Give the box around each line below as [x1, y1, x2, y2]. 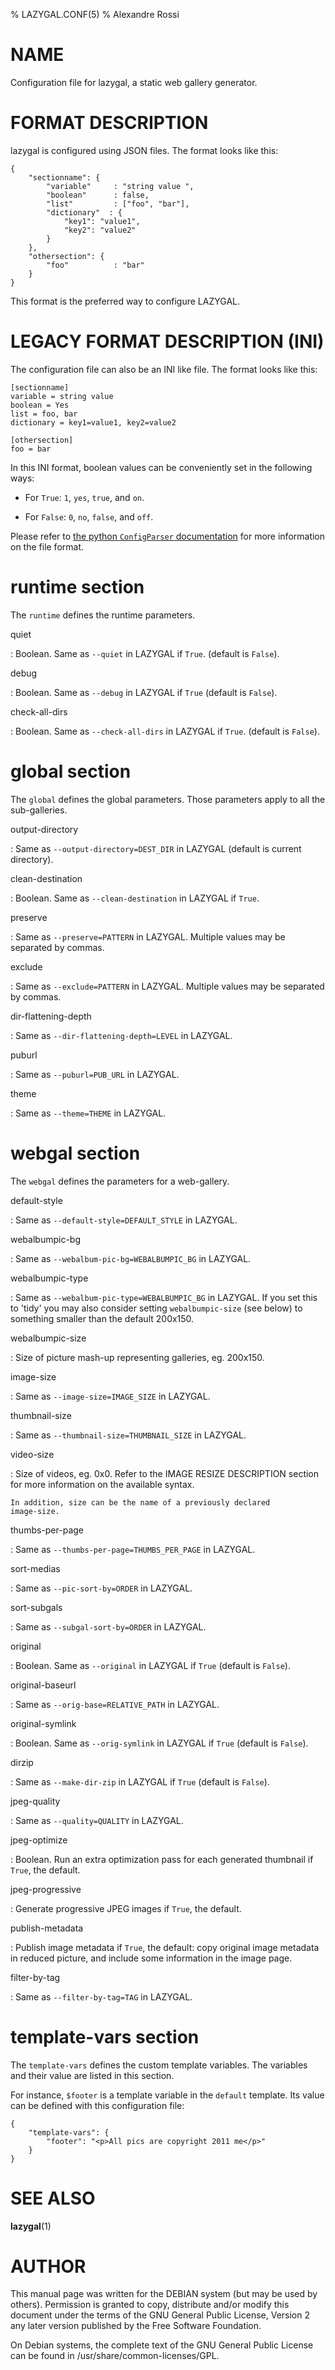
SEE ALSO [10, 2187, 96, 2209]
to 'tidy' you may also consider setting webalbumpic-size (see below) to [10, 1302, 303, 1314]
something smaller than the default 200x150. [10, 1312, 195, 1324]
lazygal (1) [10, 2220, 52, 2232]
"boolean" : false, [46, 190, 150, 200]
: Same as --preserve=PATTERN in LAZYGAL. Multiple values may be [10, 930, 286, 943]
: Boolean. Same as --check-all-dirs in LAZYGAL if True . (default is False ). [10, 725, 320, 737]
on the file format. [10, 540, 85, 553]
